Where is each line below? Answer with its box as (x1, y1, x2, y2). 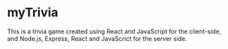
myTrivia (7, 5, 59, 20)
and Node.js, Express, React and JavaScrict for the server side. (7, 34, 188, 42)
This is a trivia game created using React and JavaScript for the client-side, (7, 27, 222, 35)
